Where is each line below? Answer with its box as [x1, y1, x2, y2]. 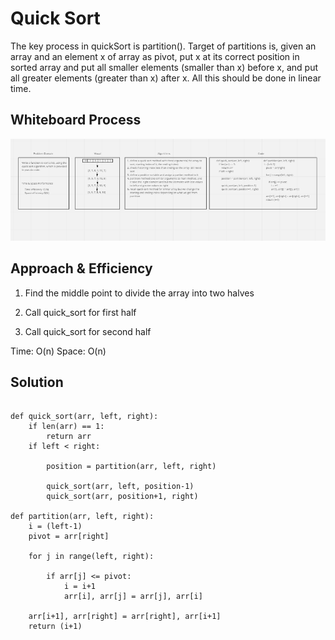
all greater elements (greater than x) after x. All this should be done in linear [10, 72, 322, 84]
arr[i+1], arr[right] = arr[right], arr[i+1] [28, 612, 222, 622]
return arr [46, 432, 92, 442]
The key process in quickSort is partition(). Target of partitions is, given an [10, 40, 317, 52]
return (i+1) [28, 622, 83, 632]
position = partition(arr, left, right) [46, 462, 217, 472]
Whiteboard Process [10, 112, 142, 129]
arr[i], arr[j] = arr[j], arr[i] [63, 592, 203, 602]
